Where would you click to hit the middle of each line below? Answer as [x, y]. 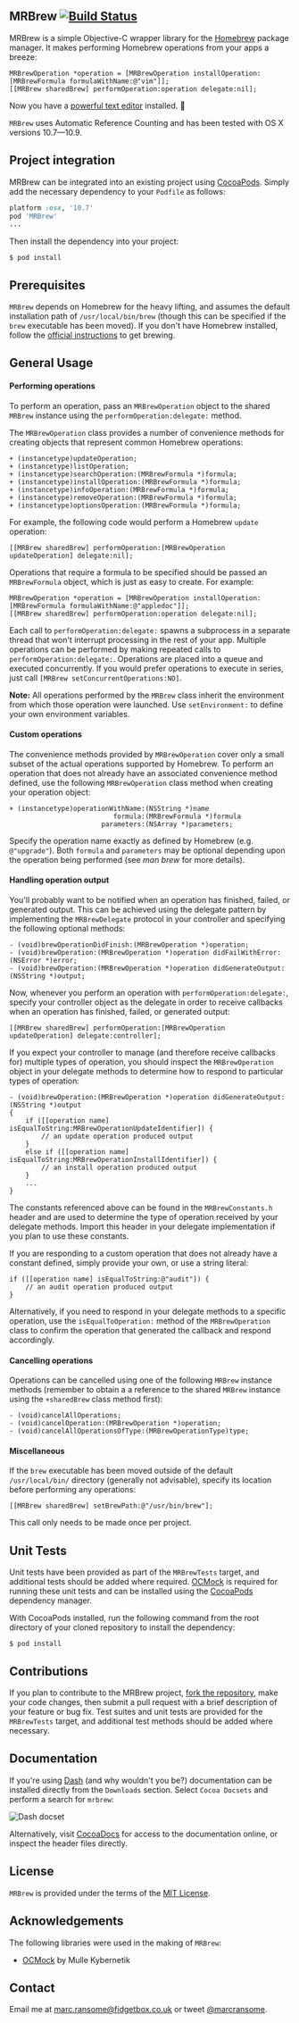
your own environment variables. [70, 714]
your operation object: [50, 792]
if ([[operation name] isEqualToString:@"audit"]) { [109, 1279]
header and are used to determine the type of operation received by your [144, 1217]
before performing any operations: [73, 1490]
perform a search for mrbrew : [62, 1799]
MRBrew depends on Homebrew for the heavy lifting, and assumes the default [150, 307]
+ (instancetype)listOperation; [69, 466]
